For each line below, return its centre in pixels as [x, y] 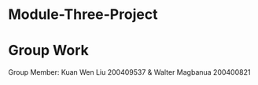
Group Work [48, 51]
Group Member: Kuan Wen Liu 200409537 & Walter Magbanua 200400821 [129, 72]
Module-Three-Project [83, 15]
